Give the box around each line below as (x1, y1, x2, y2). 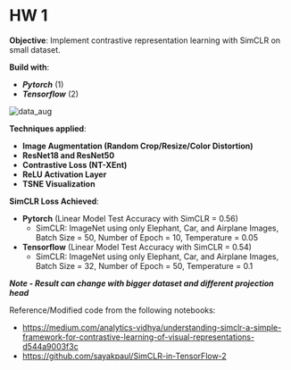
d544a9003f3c (21, 341, 79, 351)
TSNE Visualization (21, 178, 96, 189)
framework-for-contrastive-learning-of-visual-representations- (21, 332, 255, 342)
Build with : (9, 62, 50, 72)
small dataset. (9, 44, 61, 55)
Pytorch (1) (21, 79, 64, 89)
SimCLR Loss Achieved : (9, 196, 100, 206)
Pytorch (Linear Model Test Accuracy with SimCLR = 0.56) (21, 213, 239, 223)
